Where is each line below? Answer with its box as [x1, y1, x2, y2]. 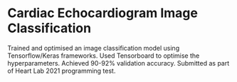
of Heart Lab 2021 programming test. [7, 66, 116, 75]
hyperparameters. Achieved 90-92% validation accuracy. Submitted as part [7, 58, 230, 67]
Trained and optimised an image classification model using [7, 43, 180, 52]
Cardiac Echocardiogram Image [7, 5, 198, 21]
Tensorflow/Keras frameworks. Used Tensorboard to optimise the [7, 51, 200, 60]
